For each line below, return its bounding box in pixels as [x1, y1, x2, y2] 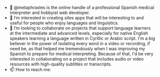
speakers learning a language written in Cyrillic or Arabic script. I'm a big [9, 35, 155, 41]
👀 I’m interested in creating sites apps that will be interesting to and [9, 15, 144, 20]
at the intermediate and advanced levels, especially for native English [9, 31, 148, 36]
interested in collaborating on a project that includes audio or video [9, 56, 144, 62]
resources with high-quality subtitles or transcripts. [9, 61, 112, 67]
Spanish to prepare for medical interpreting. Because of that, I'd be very [9, 51, 154, 57]
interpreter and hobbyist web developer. [9, 10, 90, 15]
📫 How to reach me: [9, 67, 51, 72]
